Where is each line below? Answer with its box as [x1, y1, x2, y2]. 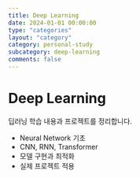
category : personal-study [8, 41, 93, 49]
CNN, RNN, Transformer [19, 142, 98, 151]
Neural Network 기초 [19, 133, 87, 143]
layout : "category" [8, 33, 72, 42]
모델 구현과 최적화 [19, 151, 75, 161]
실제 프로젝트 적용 [19, 161, 75, 170]
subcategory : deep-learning [8, 48, 101, 56]
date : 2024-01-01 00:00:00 [8, 19, 97, 27]
